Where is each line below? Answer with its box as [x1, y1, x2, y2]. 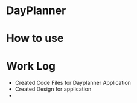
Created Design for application [14, 85, 92, 93]
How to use [6, 32, 64, 45]
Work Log [6, 59, 56, 73]
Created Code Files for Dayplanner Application [14, 79, 132, 87]
